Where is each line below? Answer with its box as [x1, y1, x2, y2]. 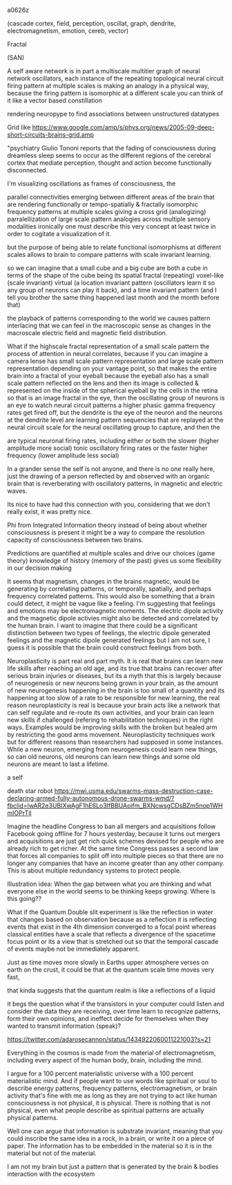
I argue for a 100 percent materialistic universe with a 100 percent [7, 1069, 194, 1078]
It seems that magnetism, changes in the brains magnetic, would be [7, 578, 200, 585]
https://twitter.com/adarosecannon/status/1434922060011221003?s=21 [7, 1035, 211, 1043]
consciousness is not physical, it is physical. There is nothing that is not [7, 1099, 211, 1107]
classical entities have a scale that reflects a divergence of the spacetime [7, 930, 216, 938]
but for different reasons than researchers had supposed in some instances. [7, 738, 224, 746]
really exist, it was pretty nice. [7, 508, 93, 515]
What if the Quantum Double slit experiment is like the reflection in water [7, 908, 214, 916]
